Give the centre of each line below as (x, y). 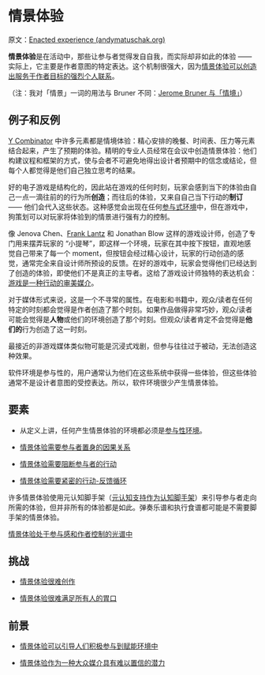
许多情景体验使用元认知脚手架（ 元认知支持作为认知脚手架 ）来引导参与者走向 (132, 497)
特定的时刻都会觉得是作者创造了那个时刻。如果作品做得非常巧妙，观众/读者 (131, 309)
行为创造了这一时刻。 (57, 329)
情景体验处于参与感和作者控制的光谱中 (70, 534)
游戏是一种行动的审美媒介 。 (53, 283)
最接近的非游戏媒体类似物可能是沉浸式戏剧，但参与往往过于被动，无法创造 (129, 346)
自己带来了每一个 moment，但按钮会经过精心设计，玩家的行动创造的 (126, 253)
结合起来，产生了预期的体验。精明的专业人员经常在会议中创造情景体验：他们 (132, 150)
